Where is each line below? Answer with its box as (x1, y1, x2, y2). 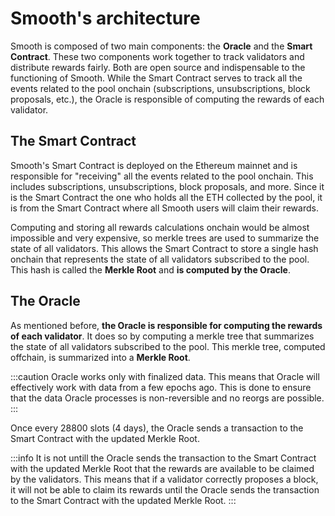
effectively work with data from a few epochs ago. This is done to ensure (10, 381, 312, 393)
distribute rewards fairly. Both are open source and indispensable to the (10, 61, 306, 73)
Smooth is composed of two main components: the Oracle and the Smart (10, 40, 313, 52)
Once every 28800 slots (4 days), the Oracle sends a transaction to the (10, 422, 304, 434)
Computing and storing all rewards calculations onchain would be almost (10, 221, 310, 233)
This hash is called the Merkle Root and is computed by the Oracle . (10, 263, 291, 276)
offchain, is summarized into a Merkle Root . (10, 351, 191, 363)
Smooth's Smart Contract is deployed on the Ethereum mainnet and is (10, 159, 298, 171)
